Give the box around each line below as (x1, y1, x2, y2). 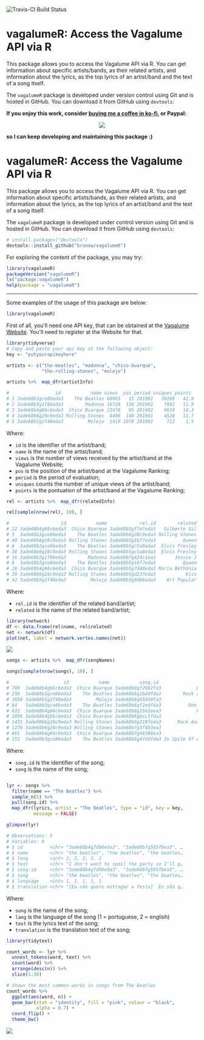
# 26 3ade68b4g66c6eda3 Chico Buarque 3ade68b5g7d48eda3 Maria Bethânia (6, 565, 197, 572)
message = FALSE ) (33, 811, 78, 817)
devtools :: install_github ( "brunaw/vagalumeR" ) (6, 242, 126, 249)
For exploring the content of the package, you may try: (6, 253, 143, 261)
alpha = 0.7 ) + (36, 1005, 75, 1011)
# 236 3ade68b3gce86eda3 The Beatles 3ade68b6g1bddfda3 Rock (6, 690, 194, 697)
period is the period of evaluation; (15, 473, 100, 481)
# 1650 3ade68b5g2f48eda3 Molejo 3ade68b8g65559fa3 (6, 696, 162, 702)
